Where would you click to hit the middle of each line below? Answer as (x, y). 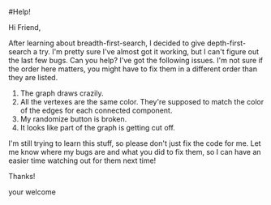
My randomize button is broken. (73, 119)
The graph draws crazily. (62, 93)
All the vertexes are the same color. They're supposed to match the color (142, 102)
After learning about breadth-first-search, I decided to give (107, 43)
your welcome (32, 192)
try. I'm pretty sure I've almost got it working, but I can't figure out (149, 51)
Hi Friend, (25, 27)
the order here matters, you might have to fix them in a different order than (133, 69)
